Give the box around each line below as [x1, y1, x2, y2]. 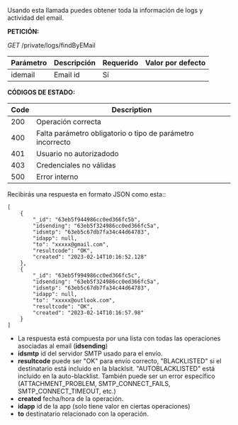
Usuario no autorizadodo [36, 149, 119, 158]
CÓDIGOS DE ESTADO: [7, 88, 76, 96]
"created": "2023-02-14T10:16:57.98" [33, 309, 144, 316]
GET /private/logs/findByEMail [7, 41, 96, 49]
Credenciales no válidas [36, 160, 116, 170]
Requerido [102, 58, 139, 67]
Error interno [36, 172, 79, 182]
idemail [11, 70, 35, 79]
